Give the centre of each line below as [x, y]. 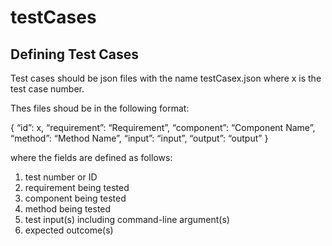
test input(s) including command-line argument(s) [127, 219]
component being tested [75, 198]
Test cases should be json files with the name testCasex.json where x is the [166, 78]
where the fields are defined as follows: [91, 157]
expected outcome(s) [69, 230]
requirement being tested [77, 187]
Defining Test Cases [75, 54]
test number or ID [61, 177]
